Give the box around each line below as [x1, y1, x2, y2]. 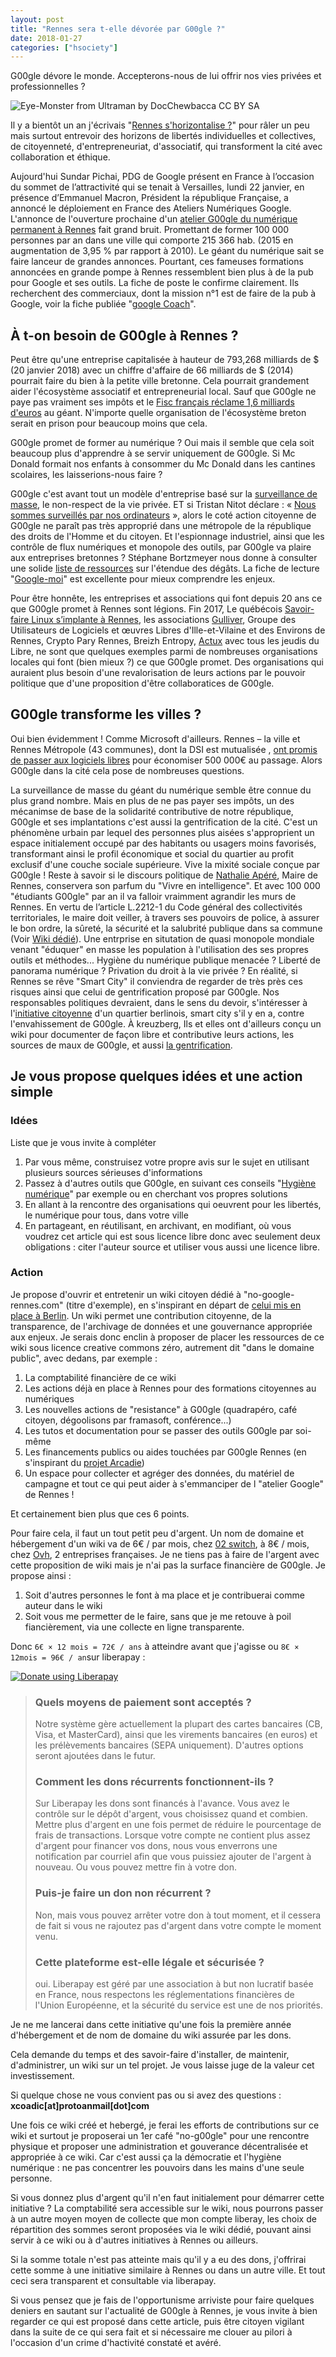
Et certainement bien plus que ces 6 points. [10, 1507, 190, 1520]
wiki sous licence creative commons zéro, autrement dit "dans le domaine [10, 1341, 315, 1353]
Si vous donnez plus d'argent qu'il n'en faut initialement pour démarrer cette [10, 2192, 325, 2204]
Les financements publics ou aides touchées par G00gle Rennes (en [24, 1446, 307, 1458]
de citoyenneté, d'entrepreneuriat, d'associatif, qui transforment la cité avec [10, 141, 323, 153]
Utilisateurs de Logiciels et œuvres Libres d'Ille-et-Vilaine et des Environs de [10, 624, 326, 636]
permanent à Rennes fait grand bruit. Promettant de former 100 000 [10, 224, 290, 236]
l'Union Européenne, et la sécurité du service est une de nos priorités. [34, 1999, 323, 2011]
